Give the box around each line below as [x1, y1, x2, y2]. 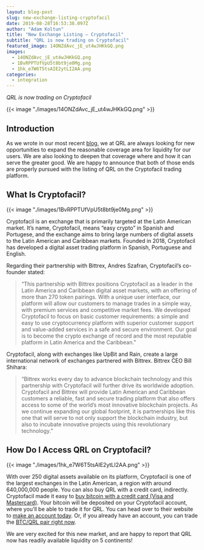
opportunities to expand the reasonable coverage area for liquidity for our [6, 146, 191, 153]
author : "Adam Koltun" [6, 26, 64, 32]
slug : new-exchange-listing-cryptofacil [6, 15, 111, 21]
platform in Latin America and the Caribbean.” [21, 338, 136, 346]
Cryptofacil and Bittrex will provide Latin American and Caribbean [21, 388, 186, 396]
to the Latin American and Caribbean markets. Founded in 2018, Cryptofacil [6, 237, 196, 244]
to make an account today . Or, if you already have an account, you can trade [6, 512, 198, 519]
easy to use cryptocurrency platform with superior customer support [21, 319, 194, 327]
